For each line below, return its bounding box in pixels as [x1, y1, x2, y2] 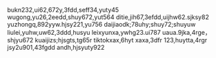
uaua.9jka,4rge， [161, 29, 212, 36]
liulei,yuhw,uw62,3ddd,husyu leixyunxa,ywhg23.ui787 [7, 29, 161, 36]
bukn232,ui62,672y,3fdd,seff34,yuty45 [7, 6, 119, 14]
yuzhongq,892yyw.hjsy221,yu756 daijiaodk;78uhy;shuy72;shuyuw [7, 20, 196, 28]
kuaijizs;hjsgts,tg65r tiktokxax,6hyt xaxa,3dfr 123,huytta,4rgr [35, 36, 208, 44]
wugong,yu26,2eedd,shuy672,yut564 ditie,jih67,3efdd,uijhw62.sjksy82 [7, 13, 209, 21]
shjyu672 [7, 36, 34, 44]
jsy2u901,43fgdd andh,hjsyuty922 [7, 44, 105, 51]
